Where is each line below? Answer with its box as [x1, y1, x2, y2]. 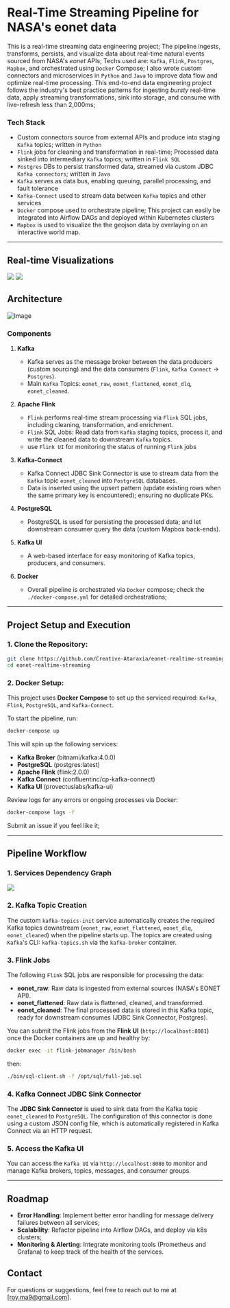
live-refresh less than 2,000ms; [7, 100, 96, 108]
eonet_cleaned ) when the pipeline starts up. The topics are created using [7, 930, 212, 939]
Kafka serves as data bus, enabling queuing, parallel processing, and [16, 177, 211, 185]
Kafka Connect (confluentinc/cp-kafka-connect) [16, 775, 155, 783]
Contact [7, 1267, 42, 1279]
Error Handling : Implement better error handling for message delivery [16, 1211, 214, 1219]
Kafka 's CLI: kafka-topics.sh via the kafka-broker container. [7, 938, 177, 946]
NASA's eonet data [7, 19, 117, 35]
